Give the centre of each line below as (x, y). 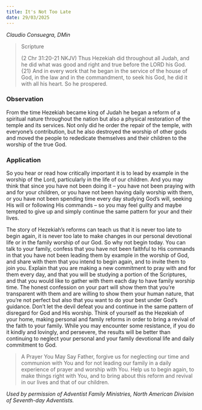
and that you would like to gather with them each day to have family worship (101, 281)
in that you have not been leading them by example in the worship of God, (98, 255)
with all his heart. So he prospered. (64, 84)
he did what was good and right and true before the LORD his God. (103, 65)
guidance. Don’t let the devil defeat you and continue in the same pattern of (100, 307)
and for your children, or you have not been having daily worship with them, (100, 192)
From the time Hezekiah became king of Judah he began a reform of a (93, 112)
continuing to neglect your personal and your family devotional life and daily (100, 339)
